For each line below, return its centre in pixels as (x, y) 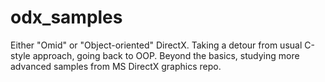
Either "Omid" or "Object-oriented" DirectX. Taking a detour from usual (156, 45)
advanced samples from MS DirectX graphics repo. (116, 66)
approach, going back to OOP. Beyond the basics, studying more (166, 55)
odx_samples (66, 17)
